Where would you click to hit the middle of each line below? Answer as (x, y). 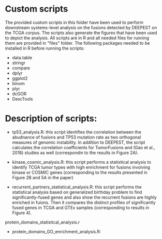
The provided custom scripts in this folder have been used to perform (74, 22)
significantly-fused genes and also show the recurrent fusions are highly (84, 197)
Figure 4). (22, 213)
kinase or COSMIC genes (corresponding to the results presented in (80, 172)
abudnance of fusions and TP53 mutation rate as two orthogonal (76, 137)
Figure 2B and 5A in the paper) (43, 177)
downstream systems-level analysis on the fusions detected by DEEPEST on (81, 27)
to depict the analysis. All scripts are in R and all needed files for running (77, 38)
